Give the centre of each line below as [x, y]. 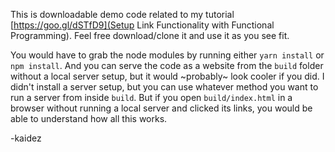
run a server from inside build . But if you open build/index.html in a [151, 97]
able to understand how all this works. [89, 118]
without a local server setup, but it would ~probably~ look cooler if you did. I [167, 76]
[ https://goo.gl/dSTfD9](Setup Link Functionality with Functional [142, 25]
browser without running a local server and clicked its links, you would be [161, 108]
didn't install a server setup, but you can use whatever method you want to [164, 87]
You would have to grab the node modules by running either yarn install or [167, 55]
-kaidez [26, 138]
